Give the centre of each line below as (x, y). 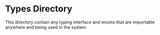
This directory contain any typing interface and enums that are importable (80, 22)
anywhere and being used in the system (46, 27)
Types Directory (39, 9)
